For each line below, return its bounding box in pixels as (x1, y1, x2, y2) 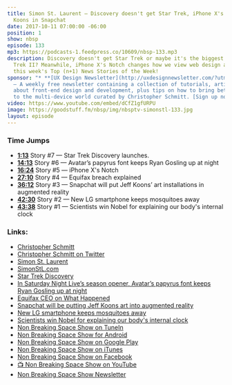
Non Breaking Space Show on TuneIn (17, 324, 124, 332)
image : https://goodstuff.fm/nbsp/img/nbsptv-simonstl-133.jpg (7, 106, 193, 113)
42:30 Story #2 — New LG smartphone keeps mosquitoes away (17, 195, 200, 204)
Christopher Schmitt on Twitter (17, 250, 105, 259)
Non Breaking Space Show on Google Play (17, 338, 139, 346)
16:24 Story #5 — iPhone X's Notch (17, 166, 119, 174)
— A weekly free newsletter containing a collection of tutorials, (13, 81, 212, 88)
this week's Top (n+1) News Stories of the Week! (13, 68, 159, 75)
